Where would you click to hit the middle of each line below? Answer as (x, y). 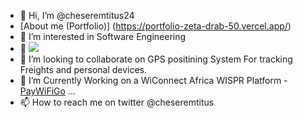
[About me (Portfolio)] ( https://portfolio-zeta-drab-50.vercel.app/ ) (155, 26)
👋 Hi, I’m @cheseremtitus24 (77, 15)
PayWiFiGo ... (47, 91)
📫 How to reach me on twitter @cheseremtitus (117, 102)
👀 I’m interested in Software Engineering (103, 36)
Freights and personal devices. (83, 69)
